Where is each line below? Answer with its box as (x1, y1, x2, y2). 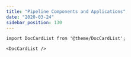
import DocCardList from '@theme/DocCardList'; (6, 36, 126, 42)
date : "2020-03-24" (6, 14, 55, 20)
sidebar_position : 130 (6, 19, 62, 25)
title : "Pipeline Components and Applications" (6, 8, 126, 15)
